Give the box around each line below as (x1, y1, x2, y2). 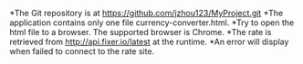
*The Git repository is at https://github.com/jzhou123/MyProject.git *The (9, 8, 284, 18)
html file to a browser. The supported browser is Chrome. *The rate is (9, 27, 272, 37)
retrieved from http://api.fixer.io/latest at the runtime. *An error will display (9, 36, 289, 47)
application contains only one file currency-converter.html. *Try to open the (9, 17, 295, 28)
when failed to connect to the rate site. (9, 46, 155, 57)
